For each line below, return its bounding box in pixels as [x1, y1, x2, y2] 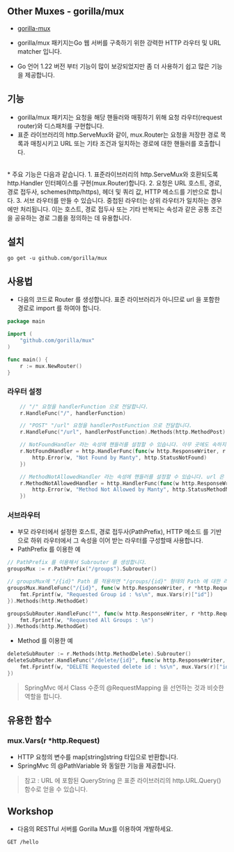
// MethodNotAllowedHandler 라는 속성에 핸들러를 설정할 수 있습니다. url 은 [19, 473, 224, 480]
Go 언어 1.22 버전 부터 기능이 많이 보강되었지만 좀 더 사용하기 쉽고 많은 [17, 62, 210, 70]
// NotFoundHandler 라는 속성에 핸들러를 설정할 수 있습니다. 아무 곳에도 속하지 [19, 441, 226, 448]
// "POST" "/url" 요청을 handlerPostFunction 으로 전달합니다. [19, 422, 193, 429]
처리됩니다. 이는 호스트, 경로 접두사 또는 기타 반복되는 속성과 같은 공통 [19, 205, 210, 213]
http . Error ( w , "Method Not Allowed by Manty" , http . [32, 486, 189, 494]
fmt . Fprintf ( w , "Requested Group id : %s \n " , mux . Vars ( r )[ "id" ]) [19, 591, 214, 598]
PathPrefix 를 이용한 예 [17, 545, 81, 554]
